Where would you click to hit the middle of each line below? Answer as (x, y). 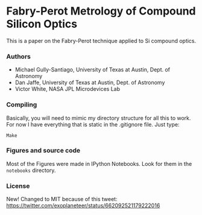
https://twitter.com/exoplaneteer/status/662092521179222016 (83, 206)
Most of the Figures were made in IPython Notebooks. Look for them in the (99, 164)
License (18, 186)
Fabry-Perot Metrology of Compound (101, 11)
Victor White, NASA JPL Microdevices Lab (68, 89)
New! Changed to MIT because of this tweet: (62, 199)
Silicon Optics (42, 24)
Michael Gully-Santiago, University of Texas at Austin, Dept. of (93, 70)
